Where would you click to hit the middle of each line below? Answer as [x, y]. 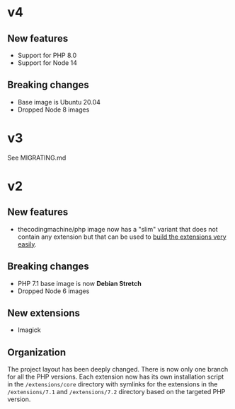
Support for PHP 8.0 [47, 55]
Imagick [29, 330]
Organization [36, 352]
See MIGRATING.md [37, 158]
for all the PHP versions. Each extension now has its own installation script [116, 377]
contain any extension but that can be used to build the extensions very [122, 237]
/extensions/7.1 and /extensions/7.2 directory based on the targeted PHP [116, 392]
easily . [27, 244]
